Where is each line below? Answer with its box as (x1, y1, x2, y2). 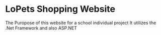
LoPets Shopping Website (5, 3, 116, 15)
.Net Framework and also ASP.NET (5, 25, 77, 31)
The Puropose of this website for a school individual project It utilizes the (5, 20, 156, 26)
